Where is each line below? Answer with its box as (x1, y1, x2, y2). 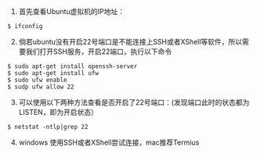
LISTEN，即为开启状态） (18, 108, 99, 116)
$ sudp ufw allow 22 (7, 83, 75, 91)
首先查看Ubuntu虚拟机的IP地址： (18, 7, 125, 16)
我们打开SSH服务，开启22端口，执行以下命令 (25, 47, 172, 56)
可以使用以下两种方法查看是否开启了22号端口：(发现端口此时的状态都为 (18, 98, 250, 107)
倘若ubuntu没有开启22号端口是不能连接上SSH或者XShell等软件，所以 (18, 38, 243, 46)
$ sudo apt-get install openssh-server (7, 63, 138, 70)
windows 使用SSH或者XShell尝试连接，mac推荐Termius (18, 138, 200, 147)
